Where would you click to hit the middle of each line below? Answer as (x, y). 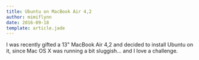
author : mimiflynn (29, 17)
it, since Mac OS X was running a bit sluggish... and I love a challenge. (92, 51)
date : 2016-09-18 (28, 22)
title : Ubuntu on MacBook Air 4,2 (49, 11)
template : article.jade (36, 28)
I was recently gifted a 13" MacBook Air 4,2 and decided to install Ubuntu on (100, 45)
